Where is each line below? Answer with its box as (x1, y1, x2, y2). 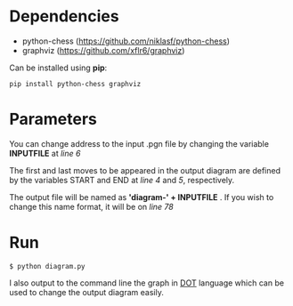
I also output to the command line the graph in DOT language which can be (9, 278, 285, 288)
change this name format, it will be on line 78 (9, 201, 174, 212)
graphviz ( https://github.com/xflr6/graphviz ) (21, 44, 185, 55)
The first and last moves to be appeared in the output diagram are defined (9, 165, 281, 175)
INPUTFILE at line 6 (9, 148, 81, 158)
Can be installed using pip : (9, 62, 108, 73)
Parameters (9, 109, 98, 130)
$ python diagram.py (9, 262, 86, 270)
